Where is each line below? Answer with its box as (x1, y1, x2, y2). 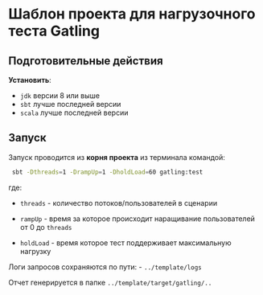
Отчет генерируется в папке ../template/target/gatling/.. (8, 277, 212, 287)
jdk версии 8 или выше (19, 91, 101, 100)
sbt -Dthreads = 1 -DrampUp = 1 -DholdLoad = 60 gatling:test (11, 168, 203, 176)
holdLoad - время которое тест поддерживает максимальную (19, 238, 232, 248)
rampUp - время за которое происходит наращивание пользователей (19, 214, 256, 223)
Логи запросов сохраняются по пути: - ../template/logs (8, 262, 203, 272)
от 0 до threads (19, 222, 72, 231)
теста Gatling (8, 22, 101, 40)
